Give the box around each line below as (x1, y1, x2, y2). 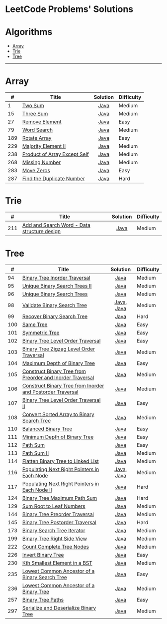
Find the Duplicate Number (22, 175, 85, 182)
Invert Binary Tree (22, 551, 64, 558)
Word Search (22, 126, 53, 133)
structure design (22, 228, 61, 235)
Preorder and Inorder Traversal (22, 374, 94, 381)
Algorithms (5, 26, 53, 38)
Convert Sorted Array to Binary (22, 411, 94, 418)
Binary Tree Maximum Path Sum (22, 494, 97, 501)
